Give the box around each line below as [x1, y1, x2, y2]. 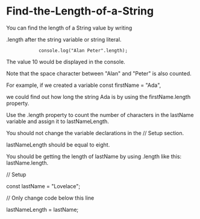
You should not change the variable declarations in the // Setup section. [6, 129, 184, 136]
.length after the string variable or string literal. [6, 36, 122, 43]
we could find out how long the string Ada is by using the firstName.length [6, 93, 191, 100]
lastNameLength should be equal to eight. [6, 141, 110, 148]
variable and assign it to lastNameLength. [6, 118, 110, 125]
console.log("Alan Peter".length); [38, 47, 128, 54]
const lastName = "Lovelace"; [6, 182, 81, 189]
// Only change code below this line [6, 194, 95, 202]
